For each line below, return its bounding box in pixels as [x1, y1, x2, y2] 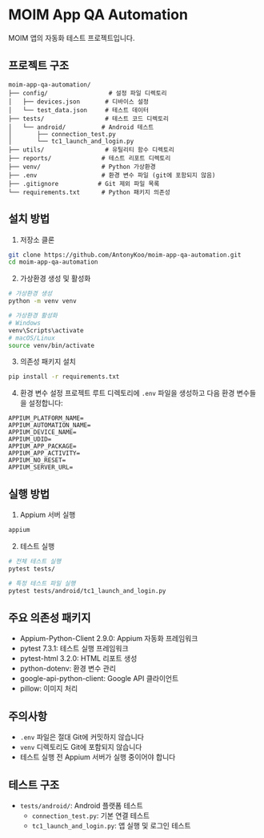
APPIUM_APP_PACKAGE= [8, 442, 78, 450]
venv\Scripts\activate [8, 326, 84, 334]
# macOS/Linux [8, 334, 56, 342]
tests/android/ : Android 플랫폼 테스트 [19, 800, 144, 810]
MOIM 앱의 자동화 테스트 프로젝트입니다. [8, 33, 135, 42]
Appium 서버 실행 [19, 510, 76, 520]
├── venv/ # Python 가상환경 [8, 163, 156, 171]
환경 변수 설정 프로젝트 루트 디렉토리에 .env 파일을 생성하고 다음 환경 [19, 389, 235, 398]
